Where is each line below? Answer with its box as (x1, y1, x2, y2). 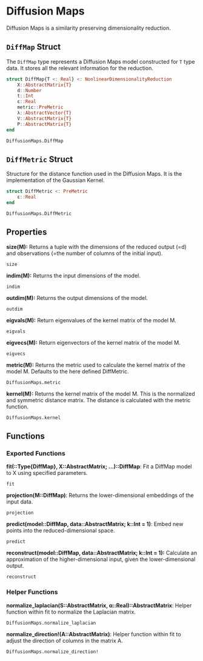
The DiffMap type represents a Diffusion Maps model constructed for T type (6, 58, 195, 65)
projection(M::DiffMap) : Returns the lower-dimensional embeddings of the (6, 492, 194, 499)
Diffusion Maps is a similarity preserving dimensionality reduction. (6, 24, 171, 32)
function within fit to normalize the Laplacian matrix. (6, 608, 136, 616)
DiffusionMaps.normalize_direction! (6, 648, 99, 655)
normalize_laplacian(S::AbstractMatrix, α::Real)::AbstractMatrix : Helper (6, 602, 192, 609)
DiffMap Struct (6, 42, 61, 52)
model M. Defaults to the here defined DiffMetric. (6, 368, 129, 375)
